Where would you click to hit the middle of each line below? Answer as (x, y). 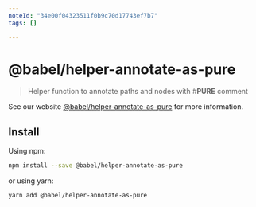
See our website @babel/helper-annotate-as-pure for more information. (126, 107)
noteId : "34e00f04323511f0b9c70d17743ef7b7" (83, 16)
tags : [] (23, 23)
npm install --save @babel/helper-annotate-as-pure (95, 166)
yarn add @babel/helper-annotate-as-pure (78, 196)
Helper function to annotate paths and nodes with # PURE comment (138, 92)
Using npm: (27, 151)
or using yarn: (31, 181)
